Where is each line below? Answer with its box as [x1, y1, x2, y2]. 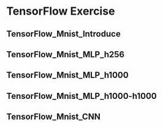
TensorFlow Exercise [6, 4, 115, 18]
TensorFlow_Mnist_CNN [6, 112, 101, 122]
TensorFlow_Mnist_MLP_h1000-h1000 [6, 90, 157, 101]
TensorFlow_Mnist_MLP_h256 [6, 49, 124, 59]
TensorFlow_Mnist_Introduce [6, 29, 121, 39]
